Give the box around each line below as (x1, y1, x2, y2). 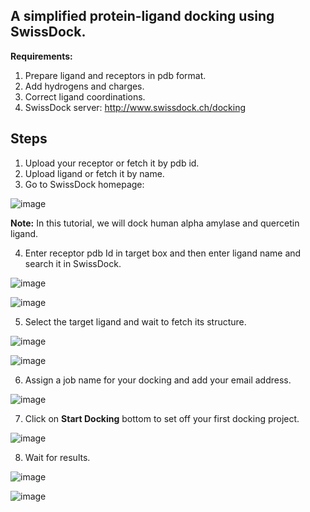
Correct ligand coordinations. (24, 90, 146, 103)
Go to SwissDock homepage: (24, 178, 145, 190)
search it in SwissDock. (24, 257, 122, 269)
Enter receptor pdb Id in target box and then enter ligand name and (24, 247, 302, 259)
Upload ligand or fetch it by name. (24, 167, 165, 179)
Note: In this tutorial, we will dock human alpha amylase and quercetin (10, 217, 300, 229)
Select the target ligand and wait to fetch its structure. (24, 315, 247, 328)
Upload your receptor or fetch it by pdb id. (24, 157, 200, 169)
